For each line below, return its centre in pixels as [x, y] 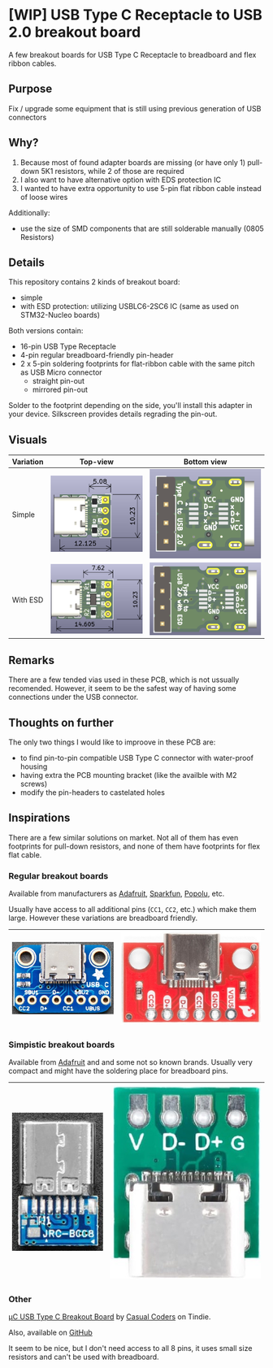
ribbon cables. [32, 63]
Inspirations [39, 818]
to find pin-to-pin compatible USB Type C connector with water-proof [137, 758]
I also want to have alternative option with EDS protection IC [121, 180]
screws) [34, 784]
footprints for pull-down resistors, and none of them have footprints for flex [134, 846]
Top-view [96, 462]
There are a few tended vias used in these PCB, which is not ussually [124, 680]
